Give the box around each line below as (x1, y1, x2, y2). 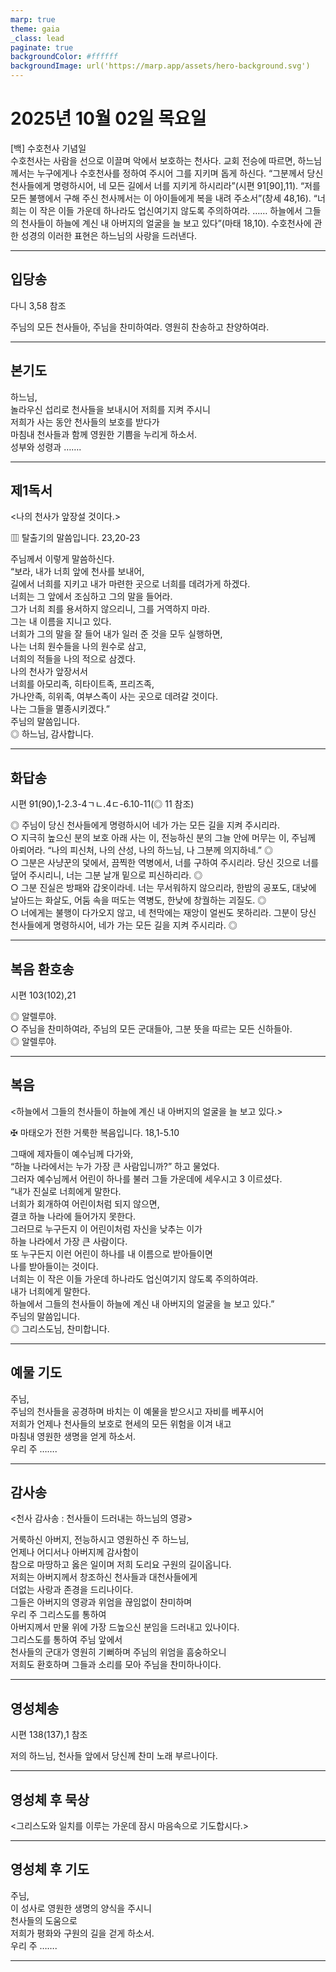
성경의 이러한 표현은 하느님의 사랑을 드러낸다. (20, 229, 198, 241)
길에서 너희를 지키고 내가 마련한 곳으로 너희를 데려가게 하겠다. (10, 578, 251, 590)
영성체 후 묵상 (10, 1791, 90, 1808)
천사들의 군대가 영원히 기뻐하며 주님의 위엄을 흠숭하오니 (10, 1646, 227, 1658)
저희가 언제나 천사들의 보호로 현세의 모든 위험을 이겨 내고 (10, 1417, 232, 1430)
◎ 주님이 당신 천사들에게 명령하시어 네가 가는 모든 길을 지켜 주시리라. (10, 819, 280, 831)
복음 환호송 (10, 961, 75, 978)
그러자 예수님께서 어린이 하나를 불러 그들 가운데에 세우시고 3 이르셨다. (10, 1172, 283, 1185)
